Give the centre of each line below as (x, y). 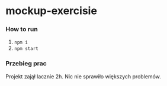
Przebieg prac (26, 64)
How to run (22, 29)
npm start (26, 49)
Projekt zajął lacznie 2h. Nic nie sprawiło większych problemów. (83, 76)
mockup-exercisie (51, 11)
